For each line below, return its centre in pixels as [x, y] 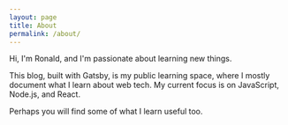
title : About [33, 26]
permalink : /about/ [45, 33]
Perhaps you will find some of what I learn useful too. [106, 112]
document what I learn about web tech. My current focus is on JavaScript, [144, 85]
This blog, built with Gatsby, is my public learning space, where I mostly [140, 76]
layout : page [33, 17]
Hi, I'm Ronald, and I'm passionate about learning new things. [121, 59]
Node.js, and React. [45, 94]
